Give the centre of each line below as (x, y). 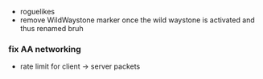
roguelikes (37, 12)
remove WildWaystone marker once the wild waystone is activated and (137, 20)
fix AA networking (45, 49)
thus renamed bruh (51, 28)
